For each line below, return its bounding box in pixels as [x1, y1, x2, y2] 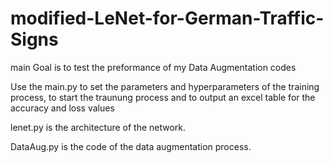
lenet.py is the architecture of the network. [10, 121, 187, 133]
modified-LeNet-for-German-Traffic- [10, 7, 325, 30]
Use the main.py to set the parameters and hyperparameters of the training [10, 80, 320, 92]
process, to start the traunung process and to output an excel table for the [10, 91, 316, 103]
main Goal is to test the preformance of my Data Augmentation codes [10, 61, 297, 73]
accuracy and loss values [10, 102, 115, 114]
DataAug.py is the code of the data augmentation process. [10, 140, 252, 152]
